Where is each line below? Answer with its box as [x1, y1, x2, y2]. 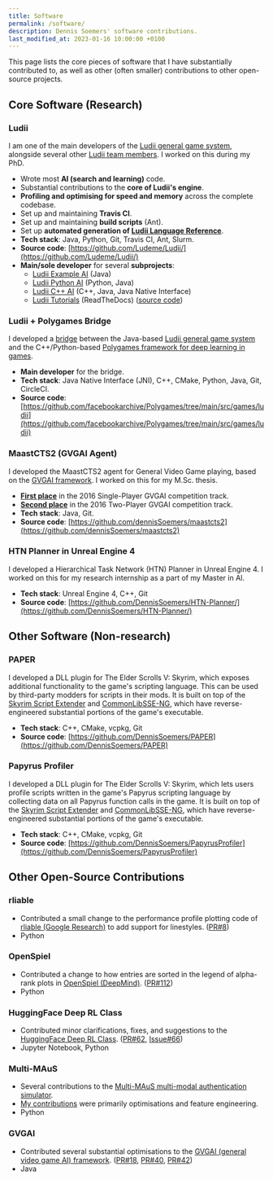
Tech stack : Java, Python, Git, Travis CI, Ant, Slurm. [19, 234, 194, 244]
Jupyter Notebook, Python [19, 1043, 110, 1053]
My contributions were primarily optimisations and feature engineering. [19, 1099, 258, 1108]
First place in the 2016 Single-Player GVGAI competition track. [19, 490, 229, 501]
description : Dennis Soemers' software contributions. [8, 27, 198, 35]
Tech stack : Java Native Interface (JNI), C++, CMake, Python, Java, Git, [19, 375, 262, 385]
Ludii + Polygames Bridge [8, 315, 112, 327]
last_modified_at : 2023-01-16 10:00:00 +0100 [8, 34, 165, 43]
